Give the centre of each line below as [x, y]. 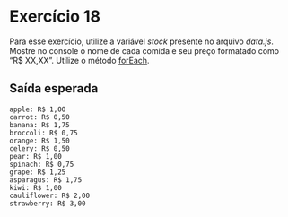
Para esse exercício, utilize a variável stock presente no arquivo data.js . [141, 41]
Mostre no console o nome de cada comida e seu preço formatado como [144, 50]
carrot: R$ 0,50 [39, 117]
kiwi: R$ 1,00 [36, 187]
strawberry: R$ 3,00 [48, 204]
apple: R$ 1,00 [38, 109]
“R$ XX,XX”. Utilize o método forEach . [79, 60]
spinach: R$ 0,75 [42, 164]
